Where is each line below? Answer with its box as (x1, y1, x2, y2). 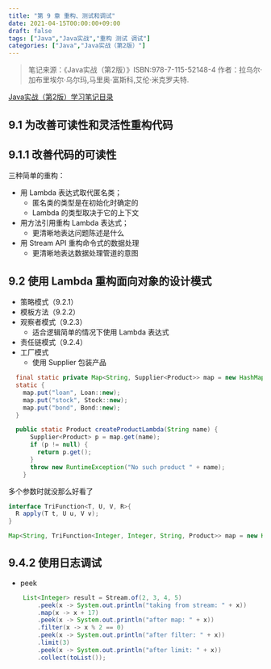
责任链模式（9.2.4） (19, 338, 87, 347)
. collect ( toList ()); (37, 654, 106, 662)
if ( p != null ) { (29, 441, 89, 449)
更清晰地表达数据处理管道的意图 (31, 248, 139, 258)
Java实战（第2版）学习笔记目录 (8, 92, 114, 102)
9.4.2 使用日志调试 (8, 556, 102, 570)
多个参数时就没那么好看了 (8, 486, 94, 496)
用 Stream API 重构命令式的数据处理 (19, 239, 140, 248)
